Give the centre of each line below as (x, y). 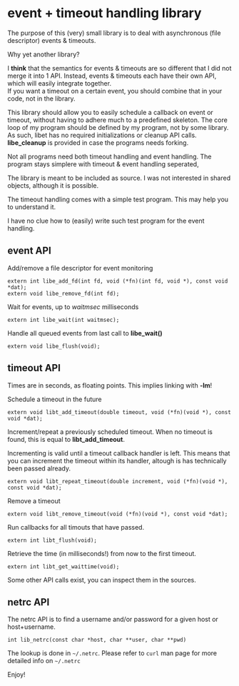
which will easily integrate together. (60, 83)
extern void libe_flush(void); (54, 346)
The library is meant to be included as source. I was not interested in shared (119, 178)
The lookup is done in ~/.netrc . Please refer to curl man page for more (112, 653)
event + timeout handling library (105, 13)
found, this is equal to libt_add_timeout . (66, 439)
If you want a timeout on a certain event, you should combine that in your (115, 91)
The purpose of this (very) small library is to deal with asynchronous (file (114, 33)
